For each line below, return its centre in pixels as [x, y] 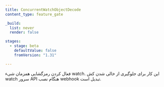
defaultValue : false [35, 50]
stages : [13, 42]
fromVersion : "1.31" [35, 55]
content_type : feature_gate [34, 14]
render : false [24, 33]
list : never [22, 28]
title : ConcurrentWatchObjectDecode [43, 10]
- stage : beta [24, 46]
